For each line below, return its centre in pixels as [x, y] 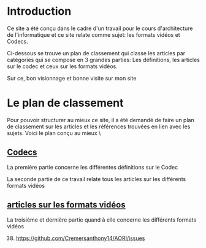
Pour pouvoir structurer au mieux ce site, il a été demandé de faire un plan [101, 120]
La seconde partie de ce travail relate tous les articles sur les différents [97, 179]
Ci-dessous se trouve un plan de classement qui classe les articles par [96, 53]
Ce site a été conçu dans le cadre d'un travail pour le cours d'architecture [100, 28]
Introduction [39, 11]
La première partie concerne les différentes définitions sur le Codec [93, 167]
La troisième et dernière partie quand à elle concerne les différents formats [102, 220]
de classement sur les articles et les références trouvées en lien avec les [99, 126]
